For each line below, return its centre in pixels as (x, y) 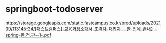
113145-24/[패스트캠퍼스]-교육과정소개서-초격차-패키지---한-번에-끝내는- (85, 29)
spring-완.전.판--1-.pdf (28, 35)
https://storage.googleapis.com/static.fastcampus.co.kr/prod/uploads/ (78, 23)
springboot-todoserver (54, 9)
